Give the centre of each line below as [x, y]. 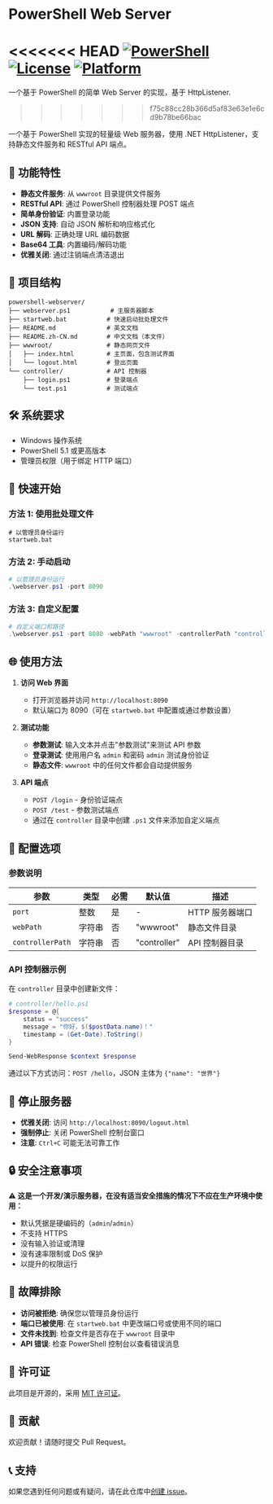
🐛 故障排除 [35, 1292]
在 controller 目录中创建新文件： [64, 989]
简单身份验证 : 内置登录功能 [65, 213]
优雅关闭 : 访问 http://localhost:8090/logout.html [104, 1123]
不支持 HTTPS [44, 1233]
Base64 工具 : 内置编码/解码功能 [74, 244]
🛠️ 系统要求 [37, 416]
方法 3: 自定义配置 [44, 609]
